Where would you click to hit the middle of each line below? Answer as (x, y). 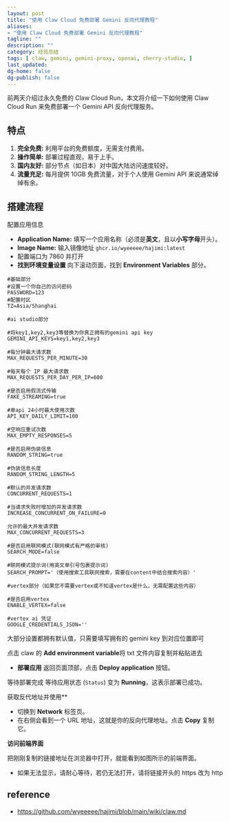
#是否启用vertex (28, 599)
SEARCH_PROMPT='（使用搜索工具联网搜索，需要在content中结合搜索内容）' (102, 573)
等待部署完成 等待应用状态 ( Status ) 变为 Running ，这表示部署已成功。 (107, 682)
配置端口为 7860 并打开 (50, 256)
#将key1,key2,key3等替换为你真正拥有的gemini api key (80, 333)
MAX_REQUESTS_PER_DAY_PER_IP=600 (55, 378)
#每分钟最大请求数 (29, 352)
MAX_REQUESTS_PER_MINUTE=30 (48, 358)
